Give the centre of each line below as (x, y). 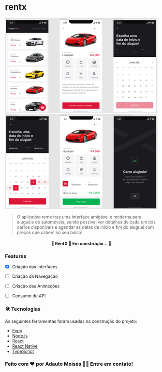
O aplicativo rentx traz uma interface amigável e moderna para (79, 217)
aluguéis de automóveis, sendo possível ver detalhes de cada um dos (86, 222)
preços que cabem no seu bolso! (50, 232)
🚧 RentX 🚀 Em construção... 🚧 (81, 243)
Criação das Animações (36, 286)
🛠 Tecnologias (23, 309)
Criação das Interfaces (35, 267)
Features (16, 256)
